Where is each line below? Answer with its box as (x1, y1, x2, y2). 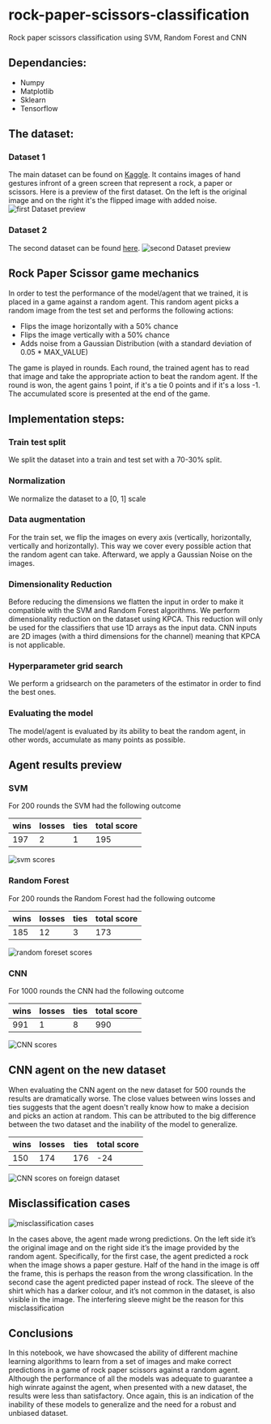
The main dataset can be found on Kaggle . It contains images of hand (8, 170, 241, 179)
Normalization (8, 475, 66, 486)
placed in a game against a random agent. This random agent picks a (8, 296, 239, 306)
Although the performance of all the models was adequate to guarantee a (8, 1374, 253, 1383)
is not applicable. (8, 640, 66, 650)
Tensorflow (19, 103, 58, 113)
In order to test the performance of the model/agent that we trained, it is (8, 288, 248, 298)
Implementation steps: (8, 412, 125, 425)
